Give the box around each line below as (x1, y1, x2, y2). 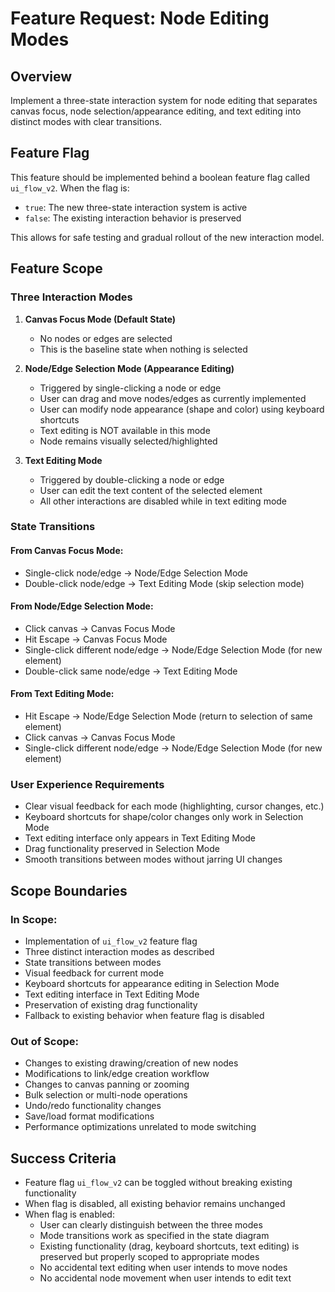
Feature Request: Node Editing (10, 7, 270, 30)
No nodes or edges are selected (39, 332, 173, 344)
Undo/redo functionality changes (24, 1100, 162, 1112)
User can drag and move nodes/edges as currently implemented (39, 392, 307, 404)
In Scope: (10, 912, 58, 926)
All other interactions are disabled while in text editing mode (39, 495, 288, 507)
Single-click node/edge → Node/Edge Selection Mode (24, 567, 249, 579)
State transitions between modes (24, 957, 162, 969)
